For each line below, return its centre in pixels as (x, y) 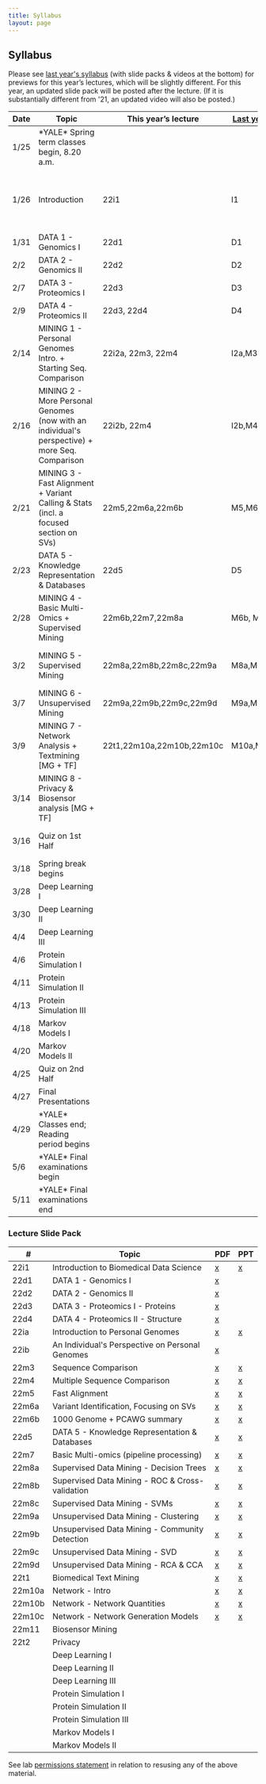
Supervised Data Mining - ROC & (114, 1480)
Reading (54, 1135)
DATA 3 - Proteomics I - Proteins (114, 1306)
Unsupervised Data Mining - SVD (115, 1552)
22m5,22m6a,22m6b (143, 508)
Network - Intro (82, 1591)
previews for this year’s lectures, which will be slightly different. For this (125, 82)
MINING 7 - (61, 726)
